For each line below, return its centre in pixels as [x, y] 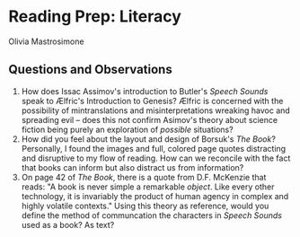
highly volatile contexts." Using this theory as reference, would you [145, 206]
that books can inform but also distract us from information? [132, 167]
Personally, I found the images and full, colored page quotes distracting [154, 148]
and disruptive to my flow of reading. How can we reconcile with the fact [156, 158]
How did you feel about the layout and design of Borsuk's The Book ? [148, 139]
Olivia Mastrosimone [46, 41]
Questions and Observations [90, 70]
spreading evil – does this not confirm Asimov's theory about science [150, 119]
